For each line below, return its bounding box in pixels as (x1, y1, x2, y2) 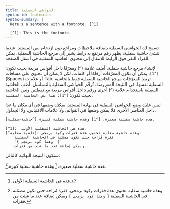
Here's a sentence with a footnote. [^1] (10, 21, 99, 27)
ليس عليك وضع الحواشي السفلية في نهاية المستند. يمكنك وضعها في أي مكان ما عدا (5, 102, 161, 108)
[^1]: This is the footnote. (10, 31, 71, 36)
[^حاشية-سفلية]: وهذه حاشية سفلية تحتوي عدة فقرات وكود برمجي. (5, 130, 142, 136)
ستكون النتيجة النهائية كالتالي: (5, 152, 60, 158)
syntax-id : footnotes (5, 12, 51, 17)
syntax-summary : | (5, 17, 44, 22)
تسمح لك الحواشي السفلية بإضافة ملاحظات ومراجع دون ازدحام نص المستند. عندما (5, 45, 159, 51)
